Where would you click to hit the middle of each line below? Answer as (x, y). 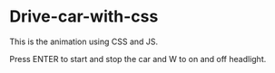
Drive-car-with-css (84, 17)
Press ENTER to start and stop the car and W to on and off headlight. (138, 59)
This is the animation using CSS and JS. (84, 41)
